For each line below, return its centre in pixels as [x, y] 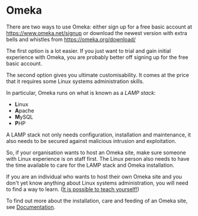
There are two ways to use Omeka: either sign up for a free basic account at [99, 27]
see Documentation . [31, 207]
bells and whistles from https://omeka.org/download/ [71, 39]
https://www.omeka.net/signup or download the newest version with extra [97, 33]
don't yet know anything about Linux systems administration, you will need [97, 183]
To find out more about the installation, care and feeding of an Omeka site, [97, 201]
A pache [24, 110]
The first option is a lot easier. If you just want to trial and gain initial [89, 50]
